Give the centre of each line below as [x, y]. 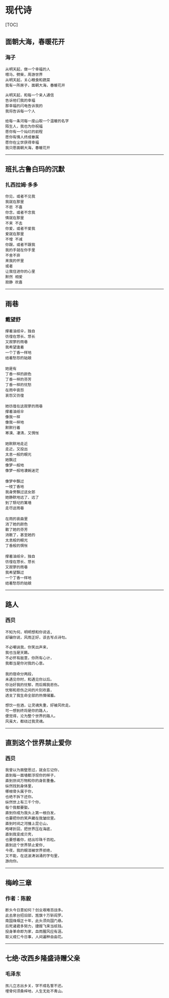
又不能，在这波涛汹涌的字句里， [33, 856]
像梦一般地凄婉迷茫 [22, 470]
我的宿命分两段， [20, 674]
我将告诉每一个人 [20, 111]
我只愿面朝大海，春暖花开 [28, 148]
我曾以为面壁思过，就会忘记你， [33, 770]
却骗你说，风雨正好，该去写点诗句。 [37, 637]
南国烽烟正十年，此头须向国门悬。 [35, 921]
